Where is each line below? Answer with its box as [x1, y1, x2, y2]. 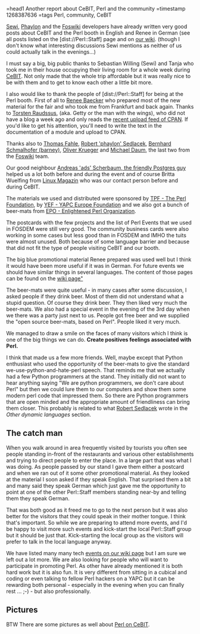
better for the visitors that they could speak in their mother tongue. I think [6, 512, 186, 519]
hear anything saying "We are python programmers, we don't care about [6, 379, 185, 386]
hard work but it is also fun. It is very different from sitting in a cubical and [6, 568, 187, 576]
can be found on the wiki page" [6, 275, 83, 282]
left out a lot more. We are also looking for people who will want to [6, 556, 168, 563]
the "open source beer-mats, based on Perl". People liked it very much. [6, 318, 181, 325]
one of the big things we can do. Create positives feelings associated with [6, 336, 192, 343]
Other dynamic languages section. [6, 411, 91, 418]
